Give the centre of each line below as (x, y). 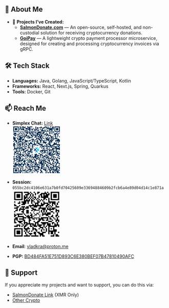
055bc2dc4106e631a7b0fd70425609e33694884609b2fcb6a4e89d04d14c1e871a (88, 188)
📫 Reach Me (26, 108)
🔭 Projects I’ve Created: (38, 22)
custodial (29, 33)
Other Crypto (26, 300)
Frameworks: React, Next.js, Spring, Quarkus (60, 86)
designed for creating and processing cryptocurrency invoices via (89, 44)
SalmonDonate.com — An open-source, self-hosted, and (81, 27)
